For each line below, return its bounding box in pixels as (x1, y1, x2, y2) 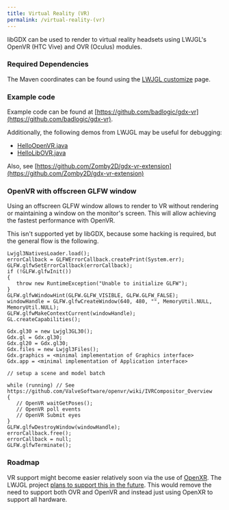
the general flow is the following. (7, 237, 99, 245)
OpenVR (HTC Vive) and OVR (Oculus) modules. (7, 42, 142, 51)
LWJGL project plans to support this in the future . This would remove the (7, 481, 212, 489)
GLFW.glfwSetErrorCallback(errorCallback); (7, 262, 133, 269)
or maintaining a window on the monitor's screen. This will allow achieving (7, 209, 217, 218)
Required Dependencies (7, 60, 89, 69)
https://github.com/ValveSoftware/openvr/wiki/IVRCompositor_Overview (7, 388, 213, 395)
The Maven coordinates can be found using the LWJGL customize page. (7, 75, 211, 83)
